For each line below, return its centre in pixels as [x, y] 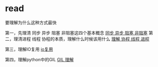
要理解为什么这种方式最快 [31, 22]
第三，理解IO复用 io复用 [29, 49]
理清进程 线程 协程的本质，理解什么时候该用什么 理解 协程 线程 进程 [81, 39]
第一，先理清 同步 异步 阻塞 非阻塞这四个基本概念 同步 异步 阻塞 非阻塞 [76, 33]
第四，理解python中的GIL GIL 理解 [40, 59]
